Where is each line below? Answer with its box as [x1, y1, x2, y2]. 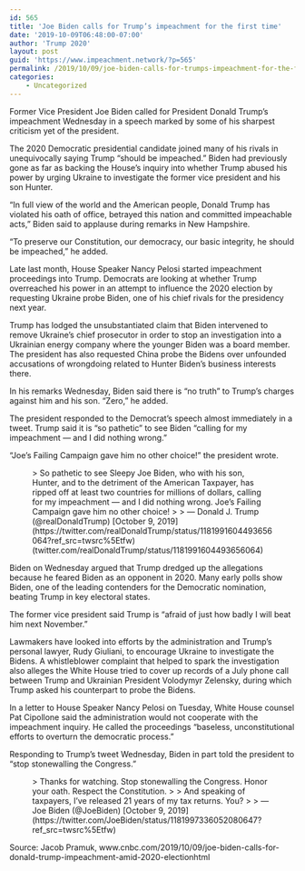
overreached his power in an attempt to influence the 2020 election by [9, 283, 273, 294]
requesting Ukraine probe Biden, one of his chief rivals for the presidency [9, 292, 284, 303]
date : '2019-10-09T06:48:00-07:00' [9, 30, 144, 39]
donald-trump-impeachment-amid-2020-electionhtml [9, 851, 211, 862]
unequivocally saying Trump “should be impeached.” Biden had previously [9, 152, 288, 164]
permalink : [9, 65, 51, 74]
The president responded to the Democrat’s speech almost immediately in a [9, 413, 293, 424]
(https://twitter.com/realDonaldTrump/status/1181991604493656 [32, 525, 273, 536]
